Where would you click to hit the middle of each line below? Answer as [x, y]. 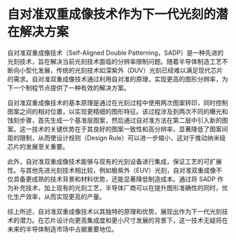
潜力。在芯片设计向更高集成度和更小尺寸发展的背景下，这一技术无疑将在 [124, 220]
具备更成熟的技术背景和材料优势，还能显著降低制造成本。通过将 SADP [114, 179]
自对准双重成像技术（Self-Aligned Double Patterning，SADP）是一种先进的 [116, 53]
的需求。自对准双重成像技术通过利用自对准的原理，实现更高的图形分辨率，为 [118, 79]
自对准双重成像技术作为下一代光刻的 [112, 14]
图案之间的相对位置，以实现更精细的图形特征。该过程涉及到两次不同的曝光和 [118, 111]
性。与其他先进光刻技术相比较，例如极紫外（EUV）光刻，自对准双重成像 [112, 170]
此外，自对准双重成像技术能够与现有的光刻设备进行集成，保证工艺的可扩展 [114, 161]
